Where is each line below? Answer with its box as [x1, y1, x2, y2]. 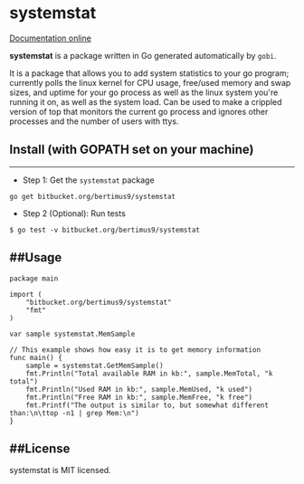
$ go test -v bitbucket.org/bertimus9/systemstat [9, 225, 201, 234]
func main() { [9, 353, 63, 362]
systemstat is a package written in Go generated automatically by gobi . [9, 50, 277, 61]
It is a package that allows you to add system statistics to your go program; [9, 67, 290, 79]
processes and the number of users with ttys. [9, 116, 179, 127]
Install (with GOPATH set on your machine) [9, 142, 254, 157]
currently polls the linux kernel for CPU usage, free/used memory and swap [9, 77, 291, 88]
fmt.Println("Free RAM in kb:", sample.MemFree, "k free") [25, 393, 253, 402]
